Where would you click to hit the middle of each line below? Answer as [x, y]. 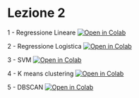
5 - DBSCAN [25, 87]
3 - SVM [19, 60]
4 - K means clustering [41, 73]
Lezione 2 [36, 13]
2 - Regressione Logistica [45, 46]
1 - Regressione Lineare [42, 32]
